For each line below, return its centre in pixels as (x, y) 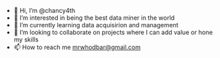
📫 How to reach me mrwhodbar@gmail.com (77, 47)
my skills (26, 40)
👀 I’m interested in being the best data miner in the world (94, 18)
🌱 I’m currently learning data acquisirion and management (96, 25)
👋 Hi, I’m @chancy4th (44, 11)
